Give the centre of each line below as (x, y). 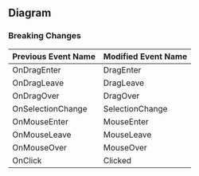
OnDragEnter (37, 69)
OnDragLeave (38, 83)
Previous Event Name (54, 57)
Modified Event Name (145, 57)
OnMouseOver (40, 147)
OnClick (27, 160)
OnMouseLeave (42, 135)
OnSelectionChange (50, 108)
